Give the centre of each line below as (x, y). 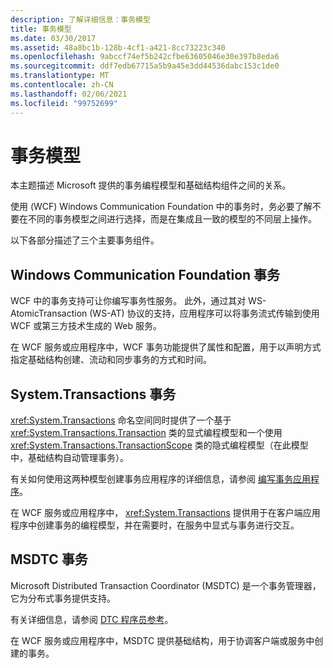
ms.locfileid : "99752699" (64, 103)
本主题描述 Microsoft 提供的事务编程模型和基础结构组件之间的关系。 (151, 185)
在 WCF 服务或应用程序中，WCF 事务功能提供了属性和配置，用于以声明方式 (166, 347)
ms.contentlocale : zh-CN (62, 85)
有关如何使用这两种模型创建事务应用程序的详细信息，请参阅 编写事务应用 (160, 479)
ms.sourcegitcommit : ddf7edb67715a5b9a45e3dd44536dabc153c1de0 (145, 66)
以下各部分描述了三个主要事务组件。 (85, 240)
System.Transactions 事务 (93, 394)
